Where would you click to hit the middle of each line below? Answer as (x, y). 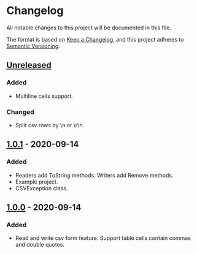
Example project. (37, 182)
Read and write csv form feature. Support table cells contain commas (103, 238)
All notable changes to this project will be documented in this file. (89, 28)
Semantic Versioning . (33, 46)
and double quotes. (40, 245)
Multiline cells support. (44, 96)
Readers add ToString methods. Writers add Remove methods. (94, 175)
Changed (21, 112)
